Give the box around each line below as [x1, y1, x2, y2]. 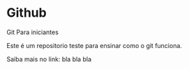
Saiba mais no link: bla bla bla [6, 54, 92, 63]
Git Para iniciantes [6, 28, 59, 36]
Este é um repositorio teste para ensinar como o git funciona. [6, 41, 183, 49]
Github [6, 5, 47, 21]
